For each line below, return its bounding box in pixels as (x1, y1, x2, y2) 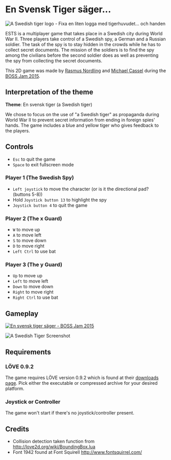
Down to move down (12, 283, 54, 290)
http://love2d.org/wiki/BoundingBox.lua (12, 444, 95, 450)
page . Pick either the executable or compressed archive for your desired (5, 380, 158, 386)
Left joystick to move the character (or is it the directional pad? (12, 186, 149, 192)
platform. (5, 385, 25, 391)
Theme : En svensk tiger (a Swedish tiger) (5, 101, 93, 107)
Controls (5, 142, 34, 151)
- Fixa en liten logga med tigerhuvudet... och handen (55, 20, 166, 27)
